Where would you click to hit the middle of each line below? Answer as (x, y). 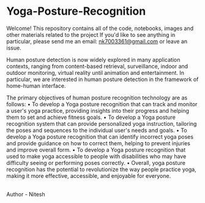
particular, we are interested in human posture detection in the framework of (102, 79)
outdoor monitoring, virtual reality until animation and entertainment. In (95, 72)
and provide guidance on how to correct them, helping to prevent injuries (99, 143)
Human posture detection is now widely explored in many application (93, 59)
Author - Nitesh (26, 194)
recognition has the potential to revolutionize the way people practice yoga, (102, 169)
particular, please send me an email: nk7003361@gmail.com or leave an (97, 41)
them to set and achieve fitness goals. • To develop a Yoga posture (91, 117)
